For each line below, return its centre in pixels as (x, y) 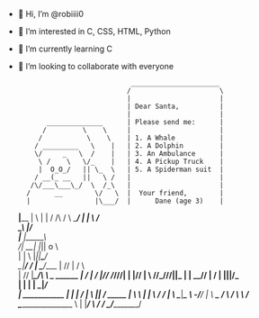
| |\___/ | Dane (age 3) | (125, 201)
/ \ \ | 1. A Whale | (131, 138)
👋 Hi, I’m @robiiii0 (50, 14)
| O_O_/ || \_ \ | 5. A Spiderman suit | (131, 169)
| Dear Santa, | (175, 106)
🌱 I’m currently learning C (65, 49)
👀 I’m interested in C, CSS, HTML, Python (94, 31)
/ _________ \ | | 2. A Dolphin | (129, 146)
